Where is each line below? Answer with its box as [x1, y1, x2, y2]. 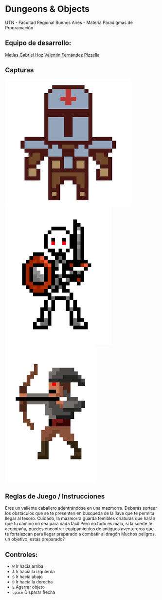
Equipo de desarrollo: [5, 39, 72, 47]
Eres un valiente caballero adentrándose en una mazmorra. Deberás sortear [5, 505, 157, 511]
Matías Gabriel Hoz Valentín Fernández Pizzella [5, 52, 100, 58]
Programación [5, 24, 34, 30]
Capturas [5, 66, 34, 74]
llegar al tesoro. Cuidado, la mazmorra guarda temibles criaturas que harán [5, 516, 156, 521]
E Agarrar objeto [12, 584, 45, 590]
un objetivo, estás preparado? [5, 536, 65, 542]
